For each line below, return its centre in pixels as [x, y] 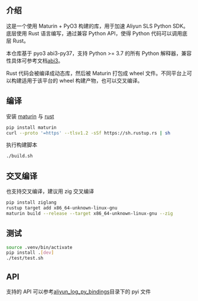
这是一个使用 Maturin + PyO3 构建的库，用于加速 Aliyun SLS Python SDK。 [98, 26]
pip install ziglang [32, 202]
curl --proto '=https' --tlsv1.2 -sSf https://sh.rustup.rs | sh [88, 133]
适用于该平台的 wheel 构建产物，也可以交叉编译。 [82, 80]
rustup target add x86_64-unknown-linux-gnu [62, 208]
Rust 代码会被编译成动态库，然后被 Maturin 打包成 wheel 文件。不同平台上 [97, 73]
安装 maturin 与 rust [30, 116]
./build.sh [20, 156]
